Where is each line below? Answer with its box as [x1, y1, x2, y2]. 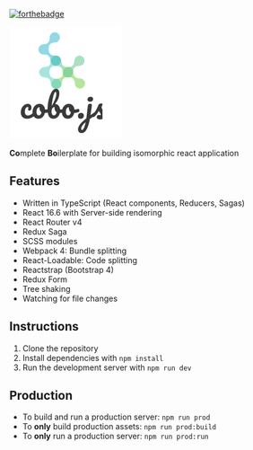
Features [9, 173, 60, 189]
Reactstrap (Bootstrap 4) [22, 264, 115, 275]
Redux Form [22, 274, 68, 285]
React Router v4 [22, 216, 83, 227]
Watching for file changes [22, 293, 118, 304]
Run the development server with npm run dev [22, 362, 192, 373]
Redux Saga [22, 225, 67, 237]
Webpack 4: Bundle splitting [22, 245, 127, 256]
